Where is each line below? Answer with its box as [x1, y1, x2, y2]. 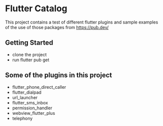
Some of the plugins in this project [5, 71, 112, 79]
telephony [12, 115, 33, 121]
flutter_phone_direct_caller [12, 84, 66, 90]
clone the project [12, 51, 47, 57]
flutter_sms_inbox [12, 100, 48, 105]
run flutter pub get [12, 57, 50, 63]
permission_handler [12, 105, 53, 111]
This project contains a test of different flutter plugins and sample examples [5, 19, 159, 25]
